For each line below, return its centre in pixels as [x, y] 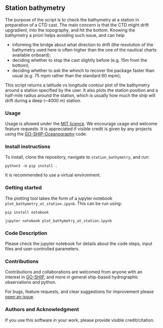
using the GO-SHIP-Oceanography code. [46, 134]
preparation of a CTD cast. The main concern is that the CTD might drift [77, 25]
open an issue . [20, 297]
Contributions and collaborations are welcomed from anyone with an [74, 272]
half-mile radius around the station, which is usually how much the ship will [80, 95]
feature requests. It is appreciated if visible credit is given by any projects [79, 129]
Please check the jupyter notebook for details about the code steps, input [79, 243]
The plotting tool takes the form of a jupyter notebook [59, 198]
